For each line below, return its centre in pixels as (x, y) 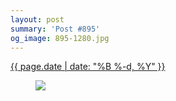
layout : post (37, 19)
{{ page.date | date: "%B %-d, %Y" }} (88, 67)
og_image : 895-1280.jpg (60, 38)
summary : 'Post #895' (55, 29)
